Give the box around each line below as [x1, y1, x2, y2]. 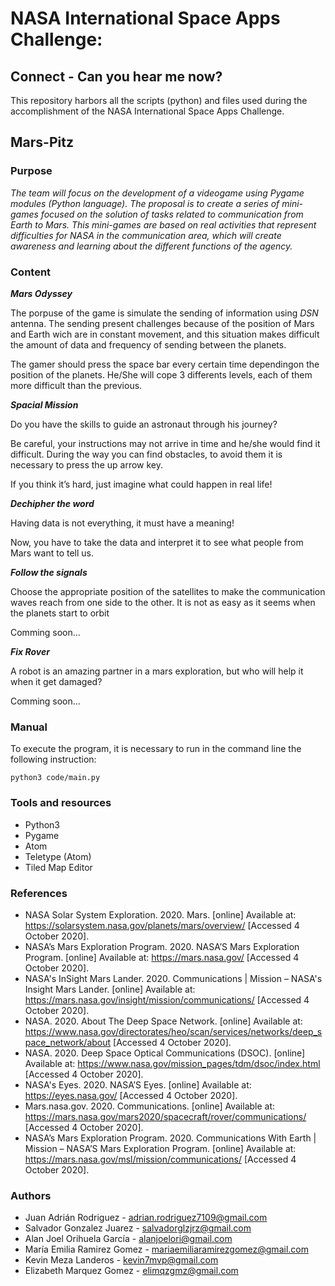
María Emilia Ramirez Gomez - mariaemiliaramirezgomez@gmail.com [24, 1243, 309, 1256]
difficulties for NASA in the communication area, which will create [10, 229, 282, 241]
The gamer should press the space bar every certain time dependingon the [10, 358, 320, 370]
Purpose [10, 164, 53, 178]
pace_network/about [24, 1036, 112, 1048]
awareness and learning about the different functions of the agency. [10, 240, 293, 252]
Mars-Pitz [10, 134, 74, 151]
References [10, 886, 68, 900]
